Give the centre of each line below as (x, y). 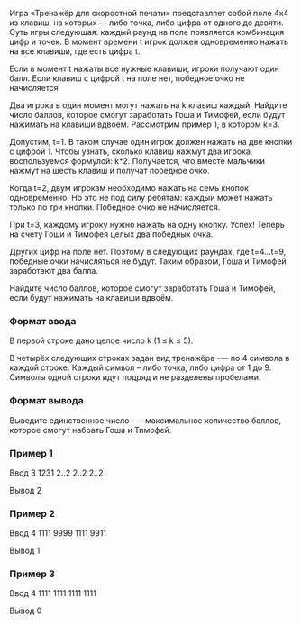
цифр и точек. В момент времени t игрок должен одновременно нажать (149, 41)
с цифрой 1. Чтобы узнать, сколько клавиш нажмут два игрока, (131, 151)
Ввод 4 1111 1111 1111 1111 (53, 593)
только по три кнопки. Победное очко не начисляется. (115, 207)
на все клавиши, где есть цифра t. (75, 51)
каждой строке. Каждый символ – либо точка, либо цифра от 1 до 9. (141, 367)
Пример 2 (32, 513)
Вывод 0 (26, 611)
